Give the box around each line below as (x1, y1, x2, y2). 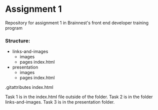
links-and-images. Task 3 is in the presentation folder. (5, 99, 115, 105)
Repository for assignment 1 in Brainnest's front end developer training (5, 20, 149, 26)
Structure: (5, 37, 31, 44)
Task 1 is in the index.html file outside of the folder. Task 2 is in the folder (5, 94, 153, 100)
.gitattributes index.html (5, 84, 53, 90)
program (5, 25, 23, 31)
